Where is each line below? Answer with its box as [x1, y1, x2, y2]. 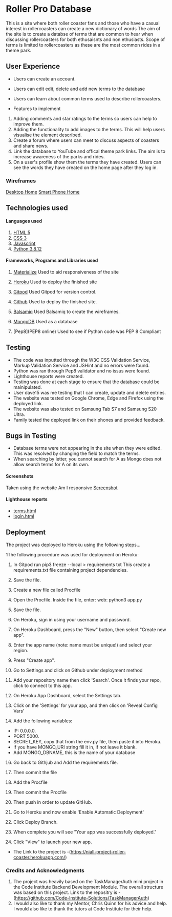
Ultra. [13, 411, 25, 418]
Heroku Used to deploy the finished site [13, 279, 97, 285]
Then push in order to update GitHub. [13, 799, 93, 805]
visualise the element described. [13, 132, 82, 138]
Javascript [13, 240, 36, 246]
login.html [13, 513, 35, 519]
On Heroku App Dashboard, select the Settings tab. [13, 692, 122, 698]
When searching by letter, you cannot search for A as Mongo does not [13, 456, 162, 462]
